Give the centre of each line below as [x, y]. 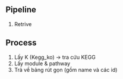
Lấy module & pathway [42, 63]
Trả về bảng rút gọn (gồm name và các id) [66, 69]
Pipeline [21, 10]
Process [21, 43]
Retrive [23, 24]
